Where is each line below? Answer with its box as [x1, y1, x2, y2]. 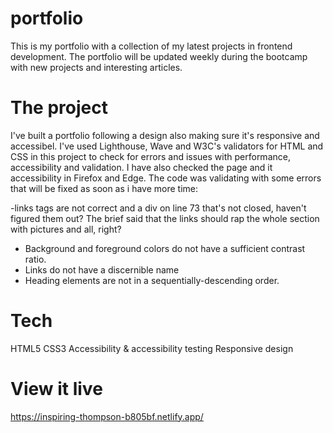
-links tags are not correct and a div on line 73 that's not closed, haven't [10, 202, 307, 214]
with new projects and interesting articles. [10, 61, 183, 73]
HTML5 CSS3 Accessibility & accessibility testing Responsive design [10, 342, 294, 354]
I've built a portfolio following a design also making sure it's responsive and [10, 129, 320, 141]
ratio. [24, 253, 47, 265]
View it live [10, 378, 103, 400]
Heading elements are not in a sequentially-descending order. [24, 274, 280, 286]
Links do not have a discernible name [24, 263, 180, 276]
